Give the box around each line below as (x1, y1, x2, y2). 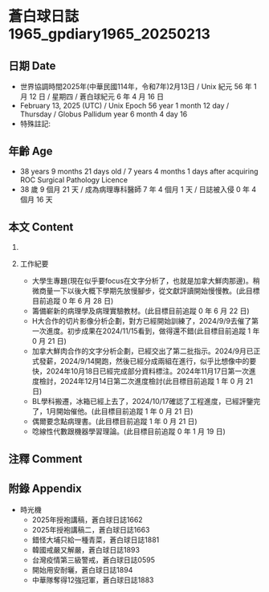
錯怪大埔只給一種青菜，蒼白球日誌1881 (31, 535, 160, 545)
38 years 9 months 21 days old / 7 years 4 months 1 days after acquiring (19, 166, 259, 176)
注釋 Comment (8, 452, 83, 466)
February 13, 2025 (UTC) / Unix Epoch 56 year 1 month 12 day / (19, 101, 230, 110)
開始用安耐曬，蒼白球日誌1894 (31, 565, 133, 574)
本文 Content (8, 220, 74, 234)
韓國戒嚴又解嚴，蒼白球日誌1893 (31, 545, 141, 554)
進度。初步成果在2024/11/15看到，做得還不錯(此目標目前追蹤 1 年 (46, 326, 260, 336)
